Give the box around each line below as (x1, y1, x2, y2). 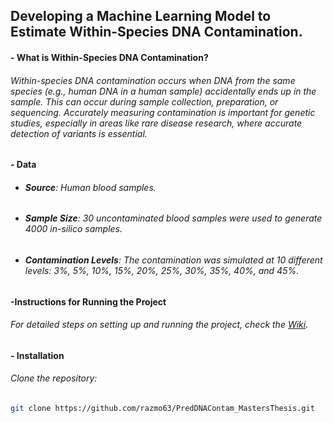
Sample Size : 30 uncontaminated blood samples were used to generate (24, 212, 323, 224)
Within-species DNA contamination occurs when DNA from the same (10, 74, 296, 86)
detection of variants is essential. (10, 127, 148, 139)
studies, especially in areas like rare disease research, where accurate (10, 117, 303, 129)
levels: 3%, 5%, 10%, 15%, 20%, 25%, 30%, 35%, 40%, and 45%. (24, 265, 300, 276)
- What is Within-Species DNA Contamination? (10, 51, 209, 63)
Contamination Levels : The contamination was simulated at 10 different (24, 254, 323, 266)
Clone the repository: (10, 372, 98, 384)
